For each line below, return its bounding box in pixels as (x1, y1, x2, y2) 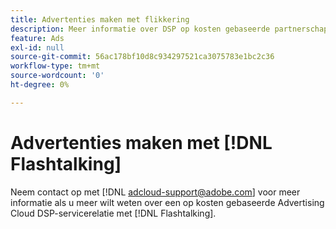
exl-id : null (10, 42, 65, 53)
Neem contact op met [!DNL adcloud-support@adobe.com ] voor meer (10, 186, 301, 198)
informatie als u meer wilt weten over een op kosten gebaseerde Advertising (10, 196, 325, 208)
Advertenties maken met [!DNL (10, 131, 273, 154)
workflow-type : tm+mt (10, 61, 101, 71)
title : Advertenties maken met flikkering (10, 14, 190, 25)
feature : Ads (10, 33, 65, 43)
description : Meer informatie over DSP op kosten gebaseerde (10, 24, 271, 34)
